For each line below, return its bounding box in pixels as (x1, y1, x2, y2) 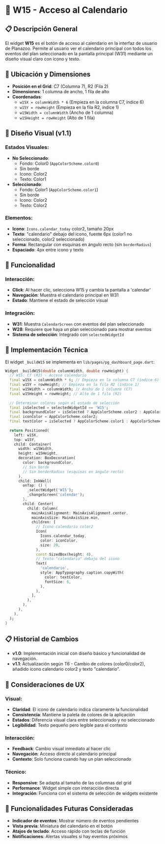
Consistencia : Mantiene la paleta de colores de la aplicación (12, 712, 135, 718)
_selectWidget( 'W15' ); (27, 488, 74, 493)
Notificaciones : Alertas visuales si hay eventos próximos (12, 833, 128, 839)
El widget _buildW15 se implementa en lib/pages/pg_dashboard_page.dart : (5, 359, 155, 365)
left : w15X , (14, 433, 38, 438)
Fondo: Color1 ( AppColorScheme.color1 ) (19, 186, 98, 192)
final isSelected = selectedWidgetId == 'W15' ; (9, 405, 109, 410)
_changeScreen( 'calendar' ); (27, 492, 84, 497)
